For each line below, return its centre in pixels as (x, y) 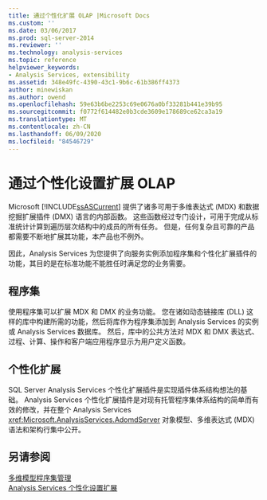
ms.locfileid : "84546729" (51, 141)
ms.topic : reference (43, 61)
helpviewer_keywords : (44, 68)
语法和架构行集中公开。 (47, 430)
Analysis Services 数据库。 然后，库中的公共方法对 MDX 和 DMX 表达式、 (138, 332)
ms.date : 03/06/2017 (43, 30)
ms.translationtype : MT (48, 119)
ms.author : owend (37, 97)
